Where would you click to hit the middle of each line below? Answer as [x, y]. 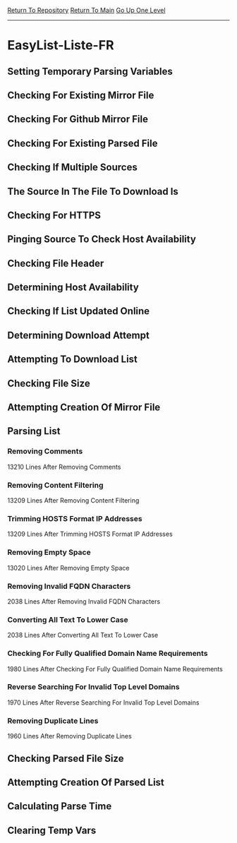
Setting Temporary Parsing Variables [90, 71]
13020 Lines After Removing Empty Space [68, 568]
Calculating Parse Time [60, 807]
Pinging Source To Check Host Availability [102, 239]
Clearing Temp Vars [52, 830]
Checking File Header [56, 263]
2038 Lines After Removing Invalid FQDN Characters [84, 601]
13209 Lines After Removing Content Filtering [73, 501]
